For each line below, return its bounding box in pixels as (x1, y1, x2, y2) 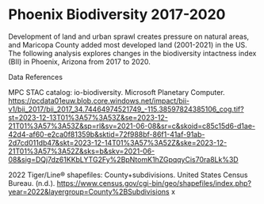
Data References (8, 72, 63, 81)
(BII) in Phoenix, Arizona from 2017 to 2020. (8, 57, 151, 66)
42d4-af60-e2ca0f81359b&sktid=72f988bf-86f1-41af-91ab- (8, 129, 205, 139)
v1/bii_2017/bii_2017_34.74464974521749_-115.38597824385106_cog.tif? (8, 104, 244, 114)
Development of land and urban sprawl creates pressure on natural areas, (8, 32, 250, 41)
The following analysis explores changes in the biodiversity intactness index (8, 48, 257, 58)
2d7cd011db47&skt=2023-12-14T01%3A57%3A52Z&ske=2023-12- (8, 138, 228, 147)
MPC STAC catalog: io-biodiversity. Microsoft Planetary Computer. (8, 87, 225, 96)
